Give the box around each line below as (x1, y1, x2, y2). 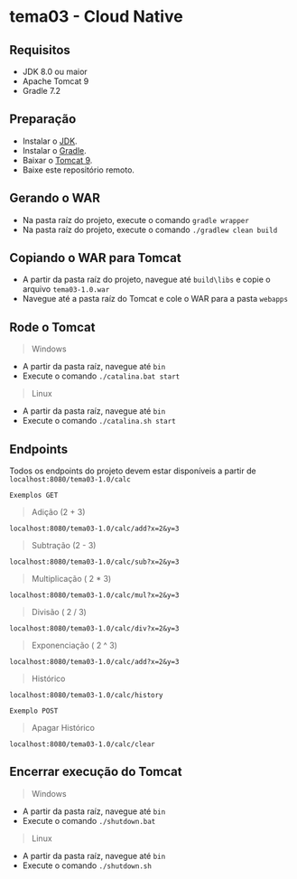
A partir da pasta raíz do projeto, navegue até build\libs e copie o (22, 274, 271, 285)
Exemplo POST (9, 706, 59, 715)
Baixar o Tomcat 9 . (22, 154, 93, 165)
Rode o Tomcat (9, 319, 96, 335)
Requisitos (9, 42, 70, 58)
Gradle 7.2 (22, 86, 61, 96)
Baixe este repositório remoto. (22, 164, 135, 175)
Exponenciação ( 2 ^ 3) (31, 640, 117, 651)
